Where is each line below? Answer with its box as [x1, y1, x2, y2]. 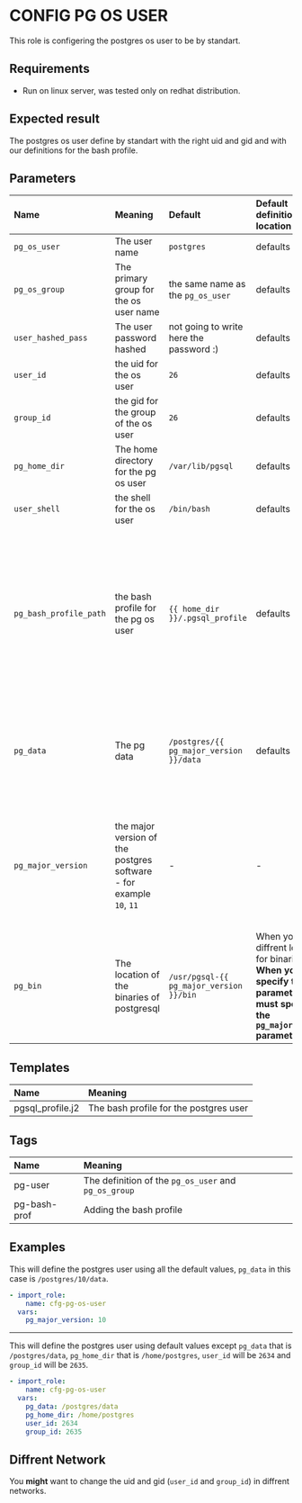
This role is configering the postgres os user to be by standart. [9, 35, 241, 46]
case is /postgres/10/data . [9, 1273, 109, 1283]
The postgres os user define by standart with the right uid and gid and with [9, 135, 287, 146]
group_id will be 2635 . [9, 1360, 89, 1371]
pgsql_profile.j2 [13, 1102, 80, 1114]
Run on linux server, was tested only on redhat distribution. [22, 85, 241, 95]
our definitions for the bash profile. [9, 145, 138, 156]
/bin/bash [168, 504, 211, 514]
